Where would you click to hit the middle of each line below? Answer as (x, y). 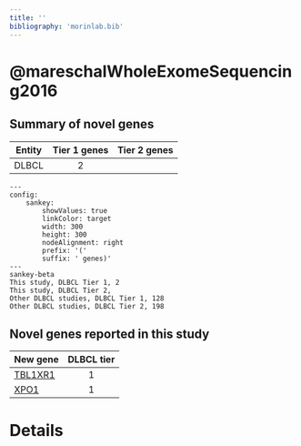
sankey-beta (32, 274)
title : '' (28, 18)
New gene (36, 360)
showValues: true (75, 210)
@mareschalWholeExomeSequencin (151, 71)
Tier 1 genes (80, 149)
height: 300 (65, 234)
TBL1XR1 (35, 375)
